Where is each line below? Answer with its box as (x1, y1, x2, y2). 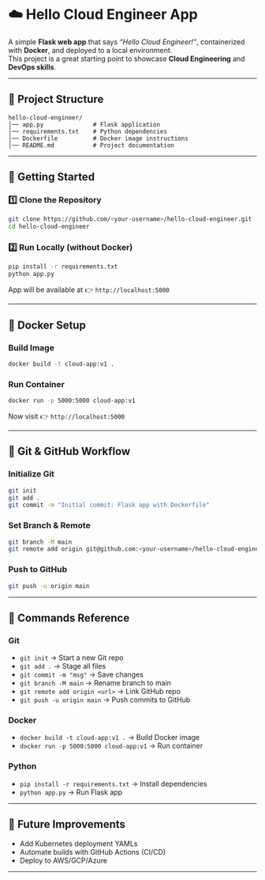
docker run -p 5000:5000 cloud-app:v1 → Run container (19, 741, 203, 751)
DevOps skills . (8, 62, 57, 71)
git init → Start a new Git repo (19, 653, 124, 662)
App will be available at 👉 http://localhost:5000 (8, 285, 170, 294)
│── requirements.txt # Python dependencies (8, 127, 168, 135)
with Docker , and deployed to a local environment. (8, 45, 173, 55)
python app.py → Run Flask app (19, 787, 123, 797)
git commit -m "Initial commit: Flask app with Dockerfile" (8, 501, 211, 510)
